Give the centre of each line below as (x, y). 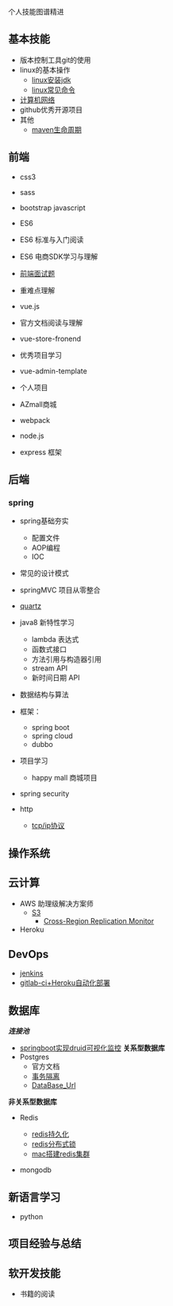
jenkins (31, 973)
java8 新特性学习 (47, 623)
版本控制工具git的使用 (55, 60)
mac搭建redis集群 (61, 1154)
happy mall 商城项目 (64, 778)
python (31, 1216)
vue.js (29, 306)
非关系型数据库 (33, 1102)
